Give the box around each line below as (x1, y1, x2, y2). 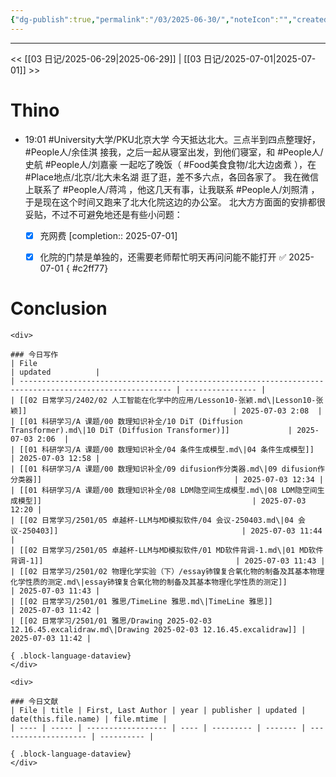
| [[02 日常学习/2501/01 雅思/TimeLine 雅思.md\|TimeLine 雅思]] (10, 596, 273, 606)
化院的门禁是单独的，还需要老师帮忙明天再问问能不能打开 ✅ (39, 251, 287, 263)
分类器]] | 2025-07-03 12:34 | (10, 474, 324, 485)
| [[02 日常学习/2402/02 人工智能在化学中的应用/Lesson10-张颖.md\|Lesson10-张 (10, 395, 324, 405)
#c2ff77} (71, 262, 109, 274)
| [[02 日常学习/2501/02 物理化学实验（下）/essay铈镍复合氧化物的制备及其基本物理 (10, 566, 325, 576)
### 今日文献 (10, 696, 59, 706)
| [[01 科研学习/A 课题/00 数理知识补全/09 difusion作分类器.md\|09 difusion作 (10, 464, 325, 474)
